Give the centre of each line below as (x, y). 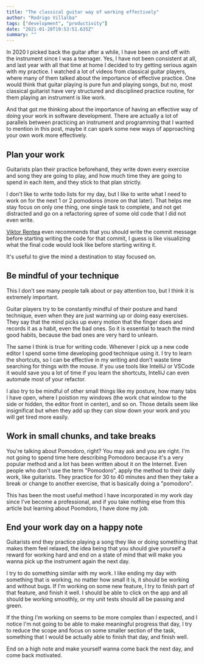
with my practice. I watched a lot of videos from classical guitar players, (97, 71)
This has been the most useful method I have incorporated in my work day (100, 495)
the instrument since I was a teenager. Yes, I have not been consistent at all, (101, 59)
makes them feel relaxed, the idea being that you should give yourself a (96, 549)
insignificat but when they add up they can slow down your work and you (98, 410)
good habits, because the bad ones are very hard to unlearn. (82, 335)
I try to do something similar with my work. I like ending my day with (91, 573)
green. (15, 606)
